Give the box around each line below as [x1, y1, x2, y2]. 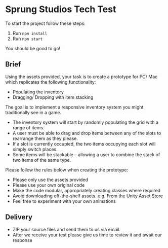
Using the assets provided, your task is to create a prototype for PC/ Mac [5, 74, 158, 80]
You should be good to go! [5, 45, 61, 51]
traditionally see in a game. [5, 109, 62, 115]
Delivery [5, 213, 33, 222]
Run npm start [12, 36, 43, 42]
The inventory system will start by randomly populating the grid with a [12, 119, 158, 125]
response [12, 237, 33, 243]
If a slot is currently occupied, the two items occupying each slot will [12, 140, 156, 147]
